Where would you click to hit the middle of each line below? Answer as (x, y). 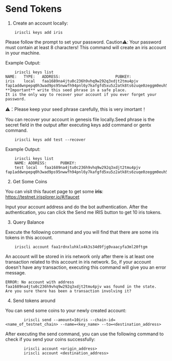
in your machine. (23, 53)
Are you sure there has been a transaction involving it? (68, 291)
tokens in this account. (29, 237)
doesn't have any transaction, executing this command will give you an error (86, 267)
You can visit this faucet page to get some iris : (54, 191)
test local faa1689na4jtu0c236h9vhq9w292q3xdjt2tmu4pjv (78, 167)
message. (16, 272)
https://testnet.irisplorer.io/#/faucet (42, 197)
